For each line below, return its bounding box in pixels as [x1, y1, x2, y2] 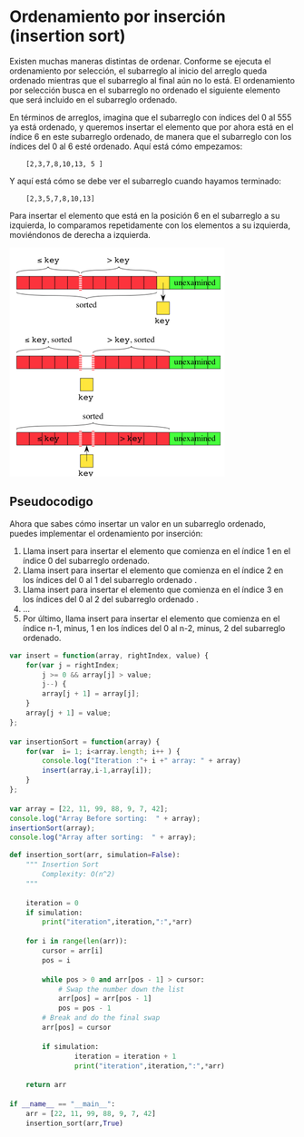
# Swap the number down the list [57, 984, 184, 994]
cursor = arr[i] [42, 946, 103, 955]
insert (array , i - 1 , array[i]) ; [42, 766, 152, 776]
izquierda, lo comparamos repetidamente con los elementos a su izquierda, [9, 220, 290, 231]
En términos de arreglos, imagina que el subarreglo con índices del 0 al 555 [9, 112, 292, 123]
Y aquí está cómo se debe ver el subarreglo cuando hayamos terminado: [9, 175, 281, 186]
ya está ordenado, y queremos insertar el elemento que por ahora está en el [9, 121, 294, 133]
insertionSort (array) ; [9, 824, 95, 833]
